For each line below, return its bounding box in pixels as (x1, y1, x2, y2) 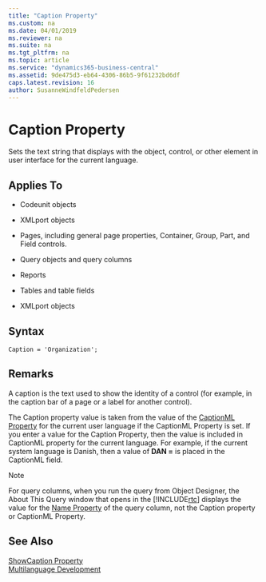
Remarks (8, 367, 54, 381)
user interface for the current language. (8, 155, 138, 165)
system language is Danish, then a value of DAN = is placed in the (8, 446, 225, 456)
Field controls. (19, 239, 68, 249)
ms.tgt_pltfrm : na (8, 49, 69, 57)
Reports (19, 270, 46, 280)
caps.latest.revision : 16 (8, 78, 94, 86)
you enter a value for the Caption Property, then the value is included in (8, 429, 244, 439)
